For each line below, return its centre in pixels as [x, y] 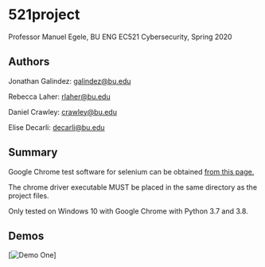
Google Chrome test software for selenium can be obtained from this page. [131, 171]
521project [44, 15]
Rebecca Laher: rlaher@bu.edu [59, 96]
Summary [33, 153]
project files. [29, 195]
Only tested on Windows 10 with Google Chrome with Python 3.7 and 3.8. [128, 211]
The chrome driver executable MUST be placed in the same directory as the [132, 187]
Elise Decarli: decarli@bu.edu [57, 127]
